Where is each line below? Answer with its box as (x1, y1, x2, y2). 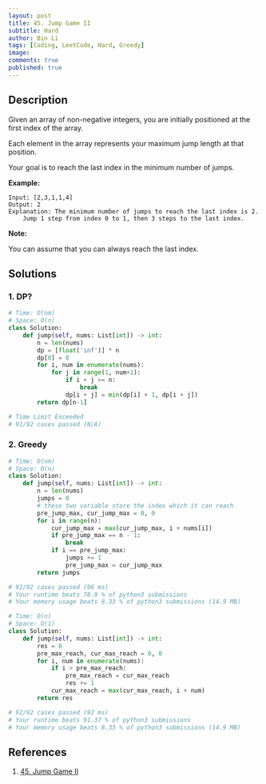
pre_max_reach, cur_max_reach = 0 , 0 (37, 649, 162, 658)
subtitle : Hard (8, 26, 59, 34)
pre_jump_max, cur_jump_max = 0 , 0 (37, 509, 156, 517)
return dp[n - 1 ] (37, 398, 88, 406)
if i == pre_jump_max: (50, 547, 127, 555)
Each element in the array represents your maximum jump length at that (8, 138, 244, 148)
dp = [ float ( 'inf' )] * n (37, 346, 120, 354)
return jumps (37, 568, 81, 576)
